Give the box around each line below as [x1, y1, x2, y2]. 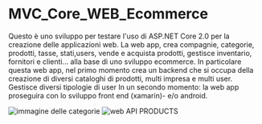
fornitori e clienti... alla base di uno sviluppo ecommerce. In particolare [8, 57, 242, 66]
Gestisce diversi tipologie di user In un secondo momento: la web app [8, 82, 239, 92]
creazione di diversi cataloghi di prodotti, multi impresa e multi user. [8, 74, 233, 83]
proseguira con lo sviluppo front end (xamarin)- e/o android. [8, 90, 208, 100]
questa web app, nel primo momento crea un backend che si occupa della [8, 65, 254, 74]
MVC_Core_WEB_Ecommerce [8, 5, 209, 23]
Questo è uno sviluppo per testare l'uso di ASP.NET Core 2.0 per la [8, 31, 231, 41]
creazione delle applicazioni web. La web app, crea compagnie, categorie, [8, 39, 255, 49]
